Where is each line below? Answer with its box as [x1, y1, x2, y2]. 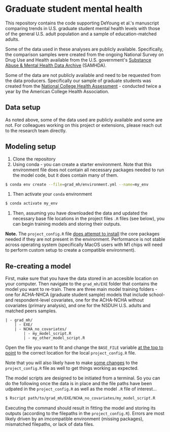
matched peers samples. [5, 308, 57, 314]
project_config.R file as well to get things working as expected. [5, 365, 139, 371]
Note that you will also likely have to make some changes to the [5, 360, 138, 366]
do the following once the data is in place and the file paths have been [5, 381, 152, 387]
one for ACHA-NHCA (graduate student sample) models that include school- [5, 291, 165, 298]
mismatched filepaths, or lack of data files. [5, 421, 94, 427]
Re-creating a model [5, 262, 71, 271]
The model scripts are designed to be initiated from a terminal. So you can [5, 375, 160, 381]
